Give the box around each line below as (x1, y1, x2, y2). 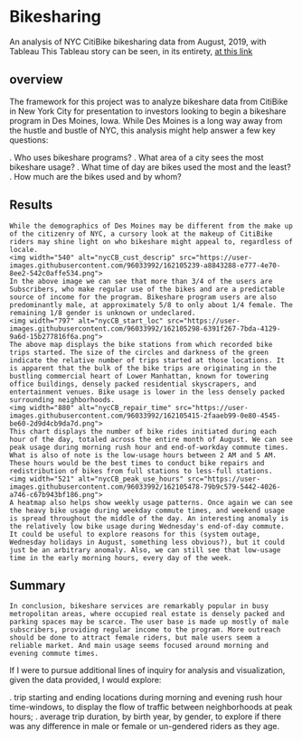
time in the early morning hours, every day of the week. (9, 553, 232, 562)
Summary (9, 577, 66, 593)
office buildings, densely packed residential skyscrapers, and (9, 379, 257, 389)
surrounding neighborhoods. (9, 395, 116, 404)
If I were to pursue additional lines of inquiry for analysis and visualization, (9, 665, 286, 676)
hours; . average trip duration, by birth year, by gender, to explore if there (9, 711, 282, 722)
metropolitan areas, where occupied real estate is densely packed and (9, 610, 285, 619)
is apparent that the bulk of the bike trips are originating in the (9, 363, 278, 372)
